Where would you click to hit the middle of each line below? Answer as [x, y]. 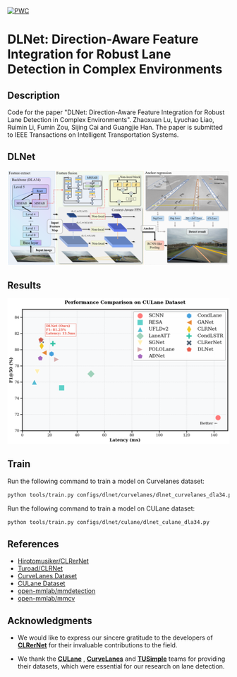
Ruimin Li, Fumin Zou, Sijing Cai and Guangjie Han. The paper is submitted [115, 127]
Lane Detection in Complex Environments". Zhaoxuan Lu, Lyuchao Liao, [111, 120]
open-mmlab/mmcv [46, 599]
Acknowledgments [50, 621]
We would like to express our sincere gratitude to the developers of [115, 638]
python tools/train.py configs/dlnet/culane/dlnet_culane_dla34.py [109, 522]
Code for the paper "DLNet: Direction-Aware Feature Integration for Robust [116, 112]
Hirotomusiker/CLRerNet [53, 561]
